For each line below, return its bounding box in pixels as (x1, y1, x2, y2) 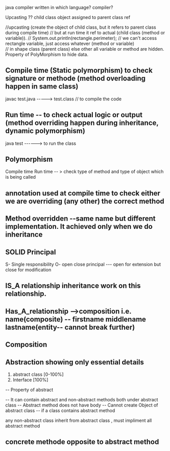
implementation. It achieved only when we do (5, 222, 153, 231)
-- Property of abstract (5, 386, 54, 393)
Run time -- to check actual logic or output (5, 111, 143, 119)
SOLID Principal (5, 248, 56, 256)
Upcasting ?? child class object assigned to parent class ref (5, 14, 131, 20)
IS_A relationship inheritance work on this (5, 282, 141, 290)
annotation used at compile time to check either (5, 189, 161, 198)
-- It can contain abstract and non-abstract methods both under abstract (5, 397, 158, 403)
